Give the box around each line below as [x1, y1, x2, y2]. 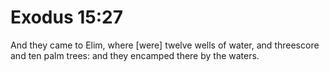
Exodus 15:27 [10, 6, 124, 29]
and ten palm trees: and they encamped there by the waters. [10, 49, 260, 61]
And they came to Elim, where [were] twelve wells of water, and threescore [10, 39, 320, 51]
